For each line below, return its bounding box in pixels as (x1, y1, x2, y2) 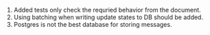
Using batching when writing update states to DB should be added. (13, 13, 204, 21)
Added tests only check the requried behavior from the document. (13, 6, 201, 14)
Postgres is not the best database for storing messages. (13, 21, 172, 28)
